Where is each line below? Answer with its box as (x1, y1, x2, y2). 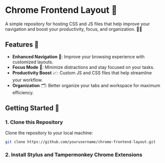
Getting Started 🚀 (5, 104, 60, 112)
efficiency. (12, 89, 34, 96)
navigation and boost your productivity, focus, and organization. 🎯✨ (5, 26, 142, 32)
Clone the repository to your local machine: (5, 130, 93, 136)
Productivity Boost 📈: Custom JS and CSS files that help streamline (12, 69, 152, 76)
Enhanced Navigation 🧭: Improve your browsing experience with (12, 54, 145, 59)
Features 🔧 (5, 41, 39, 49)
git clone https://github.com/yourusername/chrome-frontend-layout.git (5, 140, 156, 145)
